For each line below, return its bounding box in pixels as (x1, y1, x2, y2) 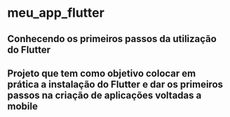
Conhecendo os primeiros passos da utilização (7, 33, 217, 45)
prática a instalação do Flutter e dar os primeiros (7, 78, 223, 90)
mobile (7, 100, 39, 112)
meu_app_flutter (7, 5, 105, 21)
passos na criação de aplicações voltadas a (7, 89, 202, 101)
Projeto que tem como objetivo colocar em (7, 67, 196, 79)
